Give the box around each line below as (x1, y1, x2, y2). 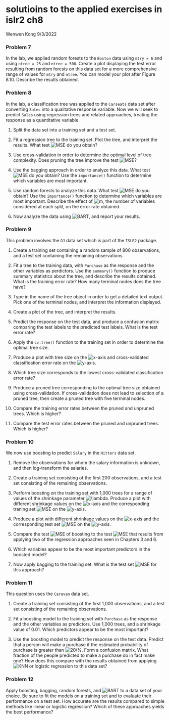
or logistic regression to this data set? (29, 663, 107, 669)
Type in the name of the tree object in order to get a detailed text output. (13, 293, 163, 299)
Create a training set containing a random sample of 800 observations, (13, 247, 160, 253)
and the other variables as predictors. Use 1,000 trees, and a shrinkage (13, 621, 161, 627)
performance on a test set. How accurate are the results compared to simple (6, 698, 165, 704)
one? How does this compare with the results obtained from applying (13, 658, 157, 664)
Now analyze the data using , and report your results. (13, 213, 140, 219)
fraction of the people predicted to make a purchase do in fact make (13, 652, 155, 658)
